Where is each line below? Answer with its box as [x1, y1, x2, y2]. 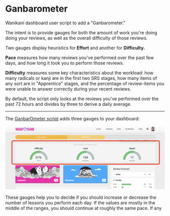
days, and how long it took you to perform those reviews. [5, 60, 124, 66]
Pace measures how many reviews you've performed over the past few [5, 54, 154, 61]
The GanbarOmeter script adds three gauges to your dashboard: [5, 115, 140, 121]
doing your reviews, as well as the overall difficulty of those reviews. [5, 35, 148, 41]
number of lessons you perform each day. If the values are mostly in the [5, 199, 155, 205]
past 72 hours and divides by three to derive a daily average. [5, 101, 132, 107]
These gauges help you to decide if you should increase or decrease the [5, 194, 157, 200]
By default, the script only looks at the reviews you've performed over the [5, 96, 159, 102]
